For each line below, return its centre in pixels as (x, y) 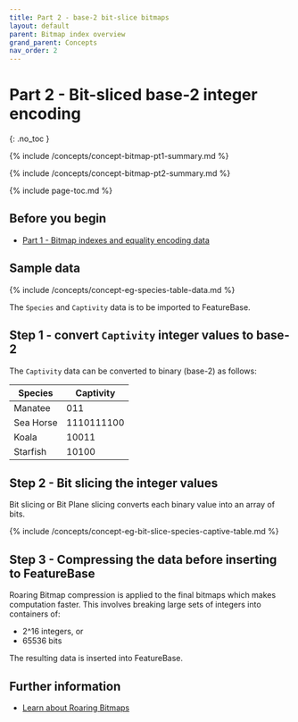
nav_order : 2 (33, 51)
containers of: (35, 614)
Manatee (32, 407)
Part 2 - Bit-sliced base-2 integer (133, 95)
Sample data (45, 269)
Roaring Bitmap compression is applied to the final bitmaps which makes (143, 595)
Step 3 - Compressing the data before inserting (143, 559)
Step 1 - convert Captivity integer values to (132, 336)
